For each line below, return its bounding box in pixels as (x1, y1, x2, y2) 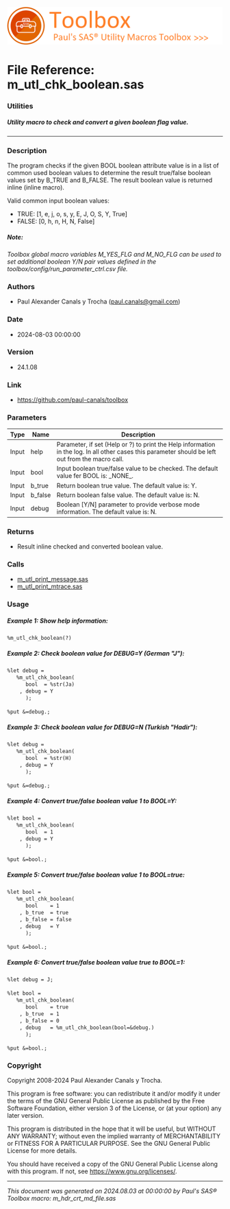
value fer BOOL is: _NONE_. (56, 472, 133, 480)
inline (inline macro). (7, 183, 65, 192)
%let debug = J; (7, 976, 53, 983)
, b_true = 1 (19, 1011, 60, 1017)
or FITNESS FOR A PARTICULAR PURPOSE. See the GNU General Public (7, 1140, 211, 1148)
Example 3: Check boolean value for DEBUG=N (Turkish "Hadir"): (7, 723, 198, 731)
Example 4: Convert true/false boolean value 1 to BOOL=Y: (7, 796, 177, 805)
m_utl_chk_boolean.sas (7, 76, 144, 92)
